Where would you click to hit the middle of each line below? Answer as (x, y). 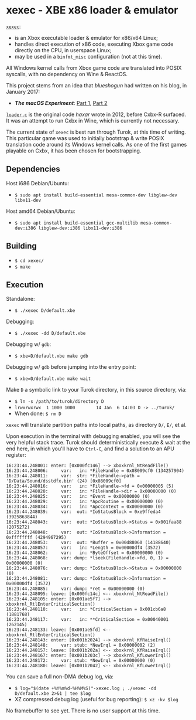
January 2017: (23, 91)
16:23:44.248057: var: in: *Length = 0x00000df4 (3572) (83, 548)
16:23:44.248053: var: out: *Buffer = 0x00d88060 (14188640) (89, 543)
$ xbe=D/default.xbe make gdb (51, 356)
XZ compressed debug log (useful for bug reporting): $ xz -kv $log (96, 699)
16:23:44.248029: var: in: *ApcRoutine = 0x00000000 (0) (85, 502)
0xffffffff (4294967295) (36, 538)
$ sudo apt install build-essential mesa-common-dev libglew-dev (96, 195)
